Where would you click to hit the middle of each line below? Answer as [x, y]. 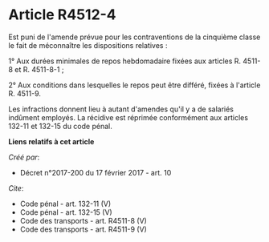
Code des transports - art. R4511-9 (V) [83, 229]
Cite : [16, 188]
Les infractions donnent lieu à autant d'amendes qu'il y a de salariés [121, 109]
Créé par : [24, 157]
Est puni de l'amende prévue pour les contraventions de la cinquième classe [134, 37]
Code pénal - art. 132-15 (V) [66, 212]
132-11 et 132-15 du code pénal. [60, 126]
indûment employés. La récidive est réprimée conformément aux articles [128, 117]
